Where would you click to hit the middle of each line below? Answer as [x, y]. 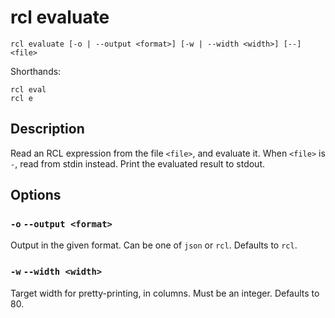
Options [36, 195]
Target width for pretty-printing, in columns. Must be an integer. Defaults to [165, 293]
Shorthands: [36, 71]
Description [47, 129]
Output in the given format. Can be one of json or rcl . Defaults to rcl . [154, 245]
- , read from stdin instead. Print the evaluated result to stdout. [137, 163]
